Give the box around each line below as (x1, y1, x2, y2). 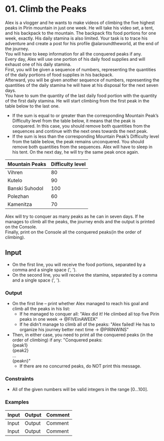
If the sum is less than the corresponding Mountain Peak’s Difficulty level (12, 133, 159, 139)
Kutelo (7, 177, 23, 183)
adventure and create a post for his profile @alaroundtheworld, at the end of (5, 40, 159, 46)
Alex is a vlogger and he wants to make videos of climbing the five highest (5, 20, 155, 26)
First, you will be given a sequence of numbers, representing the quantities (5, 66, 156, 72)
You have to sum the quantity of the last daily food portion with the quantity (5, 92, 157, 99)
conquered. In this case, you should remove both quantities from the (12, 123, 151, 129)
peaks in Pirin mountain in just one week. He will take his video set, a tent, (5, 25, 154, 30)
